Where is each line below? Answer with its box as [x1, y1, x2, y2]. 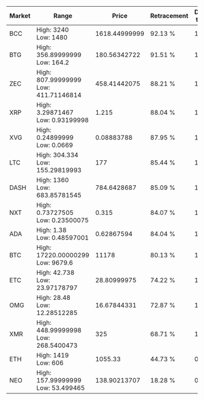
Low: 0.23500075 [36, 216, 89, 224]
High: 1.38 [36, 226, 67, 234]
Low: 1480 [36, 33, 68, 41]
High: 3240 [36, 25, 69, 34]
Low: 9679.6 [36, 259, 73, 266]
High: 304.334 [36, 151, 79, 159]
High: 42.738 [36, 268, 75, 277]
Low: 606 [36, 359, 64, 367]
